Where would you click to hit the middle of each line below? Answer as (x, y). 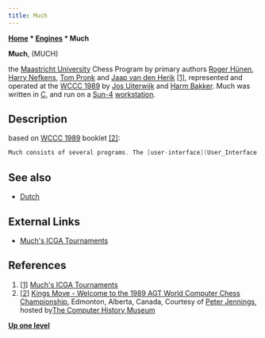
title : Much (28, 15)
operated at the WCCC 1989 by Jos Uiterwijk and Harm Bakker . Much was (129, 86)
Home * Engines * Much (49, 38)
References (37, 265)
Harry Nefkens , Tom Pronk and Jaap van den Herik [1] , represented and (126, 77)
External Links (44, 222)
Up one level (29, 325)
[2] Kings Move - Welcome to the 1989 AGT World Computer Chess (130, 293)
